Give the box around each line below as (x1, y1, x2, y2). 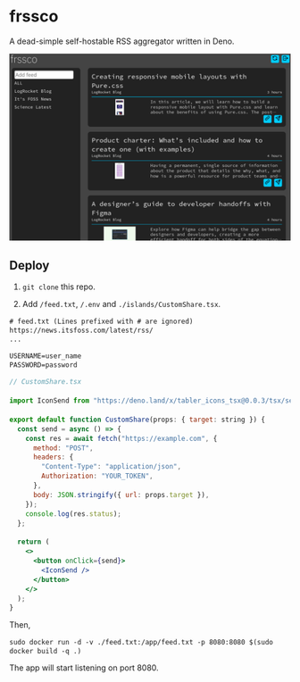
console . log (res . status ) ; (25, 509, 122, 519)
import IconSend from (9, 396, 90, 405)
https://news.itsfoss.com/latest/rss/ (9, 326, 154, 336)
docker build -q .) (9, 647, 82, 656)
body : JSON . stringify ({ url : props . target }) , (32, 490, 210, 499)
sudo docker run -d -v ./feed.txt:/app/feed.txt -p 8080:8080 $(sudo (9, 638, 274, 647)
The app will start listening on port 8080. (9, 662, 159, 673)
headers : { (32, 453, 74, 462)
